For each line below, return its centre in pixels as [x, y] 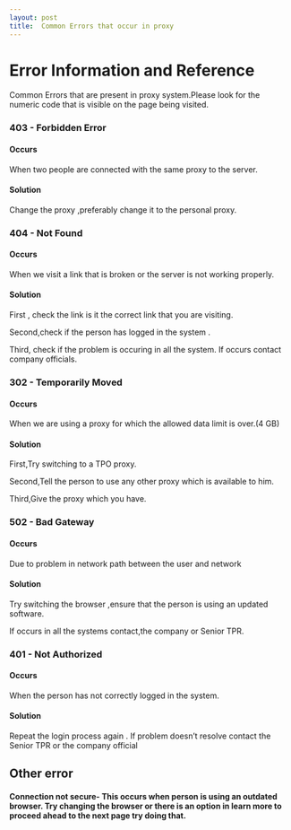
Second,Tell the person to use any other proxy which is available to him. [142, 482]
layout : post [34, 17]
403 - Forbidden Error [58, 128]
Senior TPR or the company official [74, 746]
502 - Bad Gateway [52, 522]
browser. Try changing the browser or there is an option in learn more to [145, 806]
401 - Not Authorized [56, 654]
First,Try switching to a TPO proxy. [73, 464]
